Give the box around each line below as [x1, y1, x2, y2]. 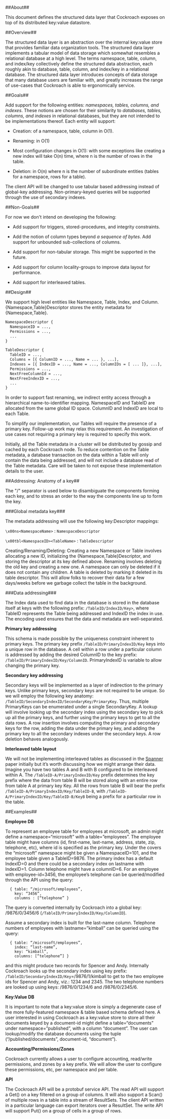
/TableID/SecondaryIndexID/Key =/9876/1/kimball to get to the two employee [5, 973, 164, 979]
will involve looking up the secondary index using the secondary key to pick [5, 709, 163, 715]
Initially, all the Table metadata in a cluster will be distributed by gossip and [5, 441, 162, 447]
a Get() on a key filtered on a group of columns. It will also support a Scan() [5, 1092, 163, 1098]
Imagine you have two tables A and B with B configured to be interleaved [5, 766, 158, 773]
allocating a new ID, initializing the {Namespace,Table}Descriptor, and [5, 553, 151, 559]
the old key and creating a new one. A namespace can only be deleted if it [5, 564, 160, 570]
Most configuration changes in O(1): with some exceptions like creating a [12, 148, 165, 154]
